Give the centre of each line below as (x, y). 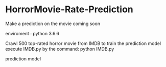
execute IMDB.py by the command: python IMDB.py (60, 49)
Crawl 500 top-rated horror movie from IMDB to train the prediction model (83, 43)
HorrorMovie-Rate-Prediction (69, 9)
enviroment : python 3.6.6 (32, 33)
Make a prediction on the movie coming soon (53, 24)
